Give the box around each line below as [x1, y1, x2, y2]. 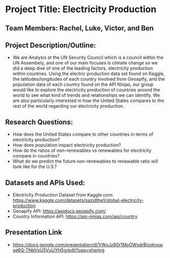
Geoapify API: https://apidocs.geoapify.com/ [12, 208, 107, 214]
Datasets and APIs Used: [5, 178, 85, 187]
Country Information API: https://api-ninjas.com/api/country [12, 213, 138, 219]
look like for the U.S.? [12, 164, 57, 170]
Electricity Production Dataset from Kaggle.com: [12, 192, 114, 198]
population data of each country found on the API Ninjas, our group [12, 81, 154, 87]
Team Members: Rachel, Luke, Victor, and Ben [5, 24, 154, 33]
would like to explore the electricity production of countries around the [12, 87, 160, 93]
